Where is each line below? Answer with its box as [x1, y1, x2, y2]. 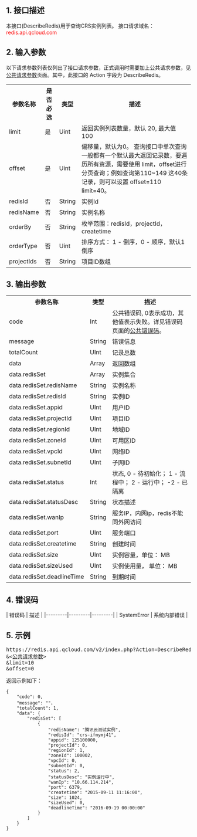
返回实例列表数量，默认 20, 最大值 [81, 124, 176, 132]
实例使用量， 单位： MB [112, 562, 178, 570]
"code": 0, [16, 694, 43, 700]
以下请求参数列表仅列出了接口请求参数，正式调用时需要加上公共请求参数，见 [6, 64, 191, 71]
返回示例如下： [6, 677, 42, 684]
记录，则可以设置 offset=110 [81, 178, 161, 186]
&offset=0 [6, 665, 34, 672]
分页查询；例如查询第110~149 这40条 [81, 169, 188, 177]
